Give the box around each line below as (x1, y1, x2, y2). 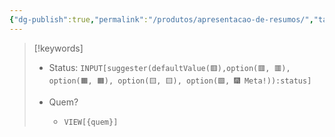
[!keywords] (33, 42, 84, 54)
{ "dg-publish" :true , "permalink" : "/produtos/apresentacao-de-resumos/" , (9, 14, 314, 25)
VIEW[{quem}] (63, 117, 119, 127)
